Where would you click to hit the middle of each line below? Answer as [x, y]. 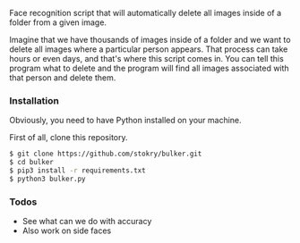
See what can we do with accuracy [87, 222]
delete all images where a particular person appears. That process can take [149, 49]
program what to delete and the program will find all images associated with [149, 68]
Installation [34, 100]
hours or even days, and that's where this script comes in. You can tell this [146, 59]
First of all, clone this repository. [69, 138]
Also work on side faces [67, 230]
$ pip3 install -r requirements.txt [77, 171]
